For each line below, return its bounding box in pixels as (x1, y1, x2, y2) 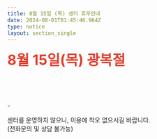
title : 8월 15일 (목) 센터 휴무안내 (7, 10, 101, 17)
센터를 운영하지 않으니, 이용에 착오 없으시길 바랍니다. (7, 116, 151, 124)
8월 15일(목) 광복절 (7, 51, 126, 69)
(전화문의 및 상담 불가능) (7, 124, 73, 133)
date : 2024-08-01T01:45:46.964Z (7, 17, 101, 24)
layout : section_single (7, 29, 77, 37)
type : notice (7, 23, 45, 30)
